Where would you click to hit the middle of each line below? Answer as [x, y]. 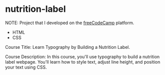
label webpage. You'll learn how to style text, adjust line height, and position [83, 62]
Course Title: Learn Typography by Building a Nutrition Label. [68, 47]
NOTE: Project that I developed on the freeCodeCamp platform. [70, 23]
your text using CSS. [26, 67]
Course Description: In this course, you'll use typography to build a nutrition [82, 56]
